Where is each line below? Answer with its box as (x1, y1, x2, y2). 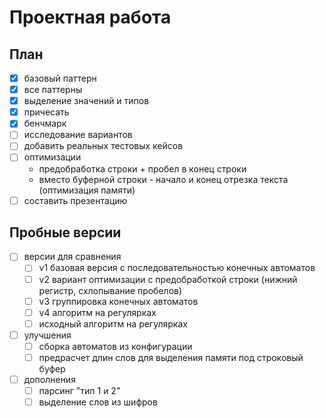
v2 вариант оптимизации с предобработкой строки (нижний (38, 273, 298, 285)
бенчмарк (23, 117, 67, 130)
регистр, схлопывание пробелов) (38, 284, 183, 296)
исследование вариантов (23, 129, 133, 141)
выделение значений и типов (23, 95, 150, 107)
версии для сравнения (23, 251, 122, 263)
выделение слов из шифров (38, 396, 158, 408)
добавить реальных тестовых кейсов (23, 140, 184, 152)
